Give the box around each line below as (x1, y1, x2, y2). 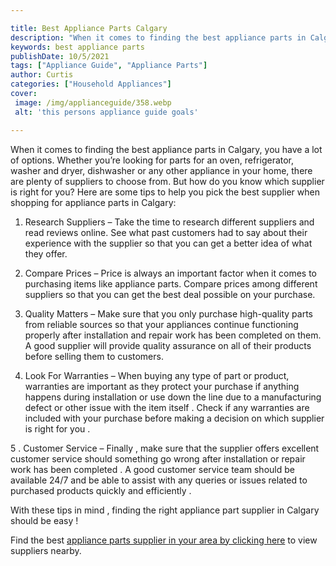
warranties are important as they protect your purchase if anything (24, 380, 300, 392)
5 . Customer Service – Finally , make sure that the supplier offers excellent (10, 442, 320, 454)
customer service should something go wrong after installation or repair (10, 452, 306, 465)
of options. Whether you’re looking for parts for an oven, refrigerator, (10, 154, 295, 166)
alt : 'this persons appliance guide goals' (14, 107, 199, 117)
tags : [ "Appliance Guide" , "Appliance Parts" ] (10, 61, 208, 71)
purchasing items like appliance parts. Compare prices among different (24, 277, 318, 290)
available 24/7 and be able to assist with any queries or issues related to (10, 474, 308, 486)
